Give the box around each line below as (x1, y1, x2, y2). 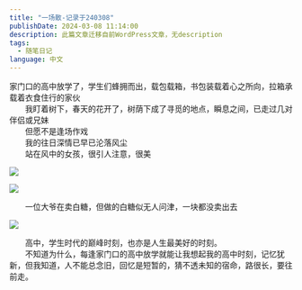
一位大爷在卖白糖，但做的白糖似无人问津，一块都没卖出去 (24, 202, 238, 212)
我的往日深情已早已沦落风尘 (24, 137, 128, 148)
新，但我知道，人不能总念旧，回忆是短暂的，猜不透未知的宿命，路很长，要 (9, 260, 285, 270)
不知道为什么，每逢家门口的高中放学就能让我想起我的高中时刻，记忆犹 (24, 249, 285, 259)
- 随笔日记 (17, 47, 53, 56)
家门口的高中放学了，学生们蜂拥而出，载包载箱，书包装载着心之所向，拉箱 (9, 81, 285, 91)
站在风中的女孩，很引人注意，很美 (24, 149, 151, 159)
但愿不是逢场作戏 (24, 126, 88, 136)
